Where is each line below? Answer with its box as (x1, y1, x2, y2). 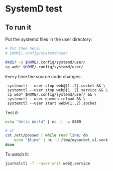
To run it (5, 23, 31, 32)
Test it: (5, 109, 19, 115)
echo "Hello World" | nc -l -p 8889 (5, 119, 81, 124)
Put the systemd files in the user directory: (5, 36, 93, 42)
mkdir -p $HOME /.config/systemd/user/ (5, 60, 86, 65)
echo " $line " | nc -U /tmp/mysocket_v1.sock (14, 137, 108, 143)
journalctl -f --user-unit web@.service (5, 161, 91, 166)
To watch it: (5, 151, 29, 157)
